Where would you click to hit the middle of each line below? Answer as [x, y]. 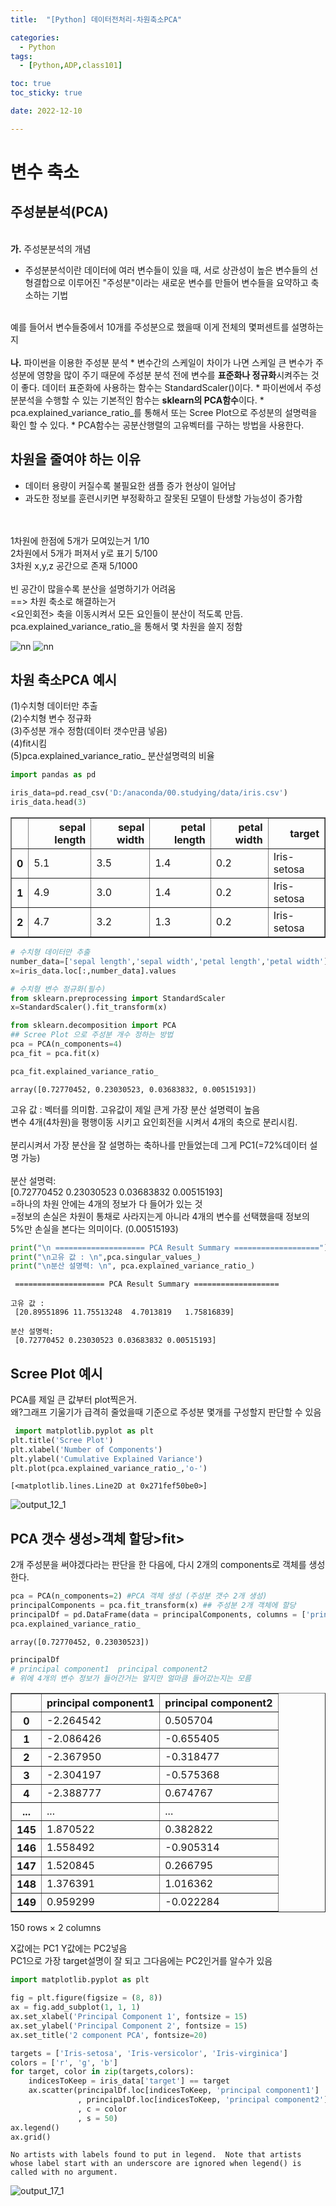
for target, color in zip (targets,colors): [102, 2072]
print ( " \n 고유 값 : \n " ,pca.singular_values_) [106, 1257]
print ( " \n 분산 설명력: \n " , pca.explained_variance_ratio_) [133, 1266]
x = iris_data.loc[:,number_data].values [93, 971]
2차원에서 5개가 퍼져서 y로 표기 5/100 [84, 553]
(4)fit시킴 [29, 743]
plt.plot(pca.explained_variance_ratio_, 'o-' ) [109, 1468]
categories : [35, 37]
